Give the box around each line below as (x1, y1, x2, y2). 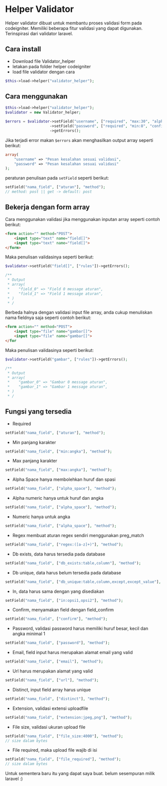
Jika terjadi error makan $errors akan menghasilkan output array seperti (5, 137, 153, 143)
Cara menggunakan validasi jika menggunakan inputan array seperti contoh (5, 216, 160, 222)
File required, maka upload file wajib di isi (12, 747, 97, 753)
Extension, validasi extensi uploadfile (12, 705, 88, 711)
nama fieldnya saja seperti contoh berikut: (5, 315, 91, 321)
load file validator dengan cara (12, 69, 75, 75)
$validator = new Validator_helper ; (5, 110, 81, 115)
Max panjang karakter (12, 458, 58, 464)
